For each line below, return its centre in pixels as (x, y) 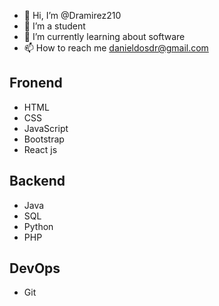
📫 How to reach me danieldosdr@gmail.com (116, 48)
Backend (37, 181)
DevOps (35, 268)
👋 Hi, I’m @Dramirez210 (72, 15)
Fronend (36, 83)
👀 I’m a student (54, 26)
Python (38, 226)
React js (40, 149)
